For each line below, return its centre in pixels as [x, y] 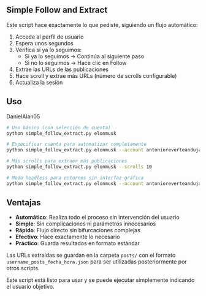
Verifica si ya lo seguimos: [48, 50]
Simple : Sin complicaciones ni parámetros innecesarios [86, 224]
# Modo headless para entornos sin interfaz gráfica [75, 178]
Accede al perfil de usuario [49, 37]
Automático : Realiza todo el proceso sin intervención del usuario [97, 218]
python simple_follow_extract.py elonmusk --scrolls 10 [79, 167]
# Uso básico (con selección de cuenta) [59, 127]
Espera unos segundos [44, 43]
